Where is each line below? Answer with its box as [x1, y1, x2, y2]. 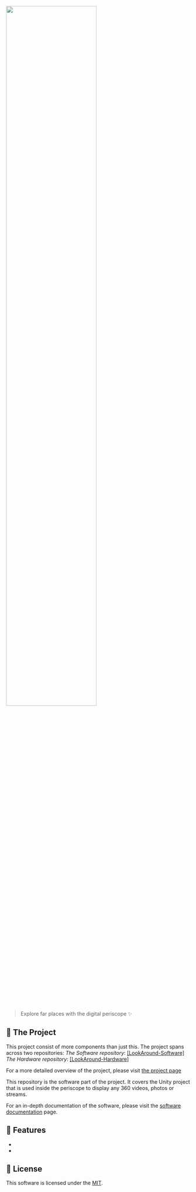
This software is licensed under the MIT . [6, 1180, 104, 1187]
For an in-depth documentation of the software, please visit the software [6, 1102, 181, 1109]
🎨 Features [6, 1125, 46, 1135]
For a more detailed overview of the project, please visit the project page [6, 1067, 181, 1074]
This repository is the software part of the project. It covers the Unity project [6, 1078, 190, 1085]
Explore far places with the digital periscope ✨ [20, 1010, 133, 1017]
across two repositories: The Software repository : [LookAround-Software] [6, 1049, 185, 1056]
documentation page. [6, 1108, 58, 1115]
